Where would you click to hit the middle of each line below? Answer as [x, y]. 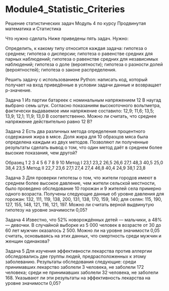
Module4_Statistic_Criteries [65, 9]
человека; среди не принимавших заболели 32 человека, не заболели [82, 272]
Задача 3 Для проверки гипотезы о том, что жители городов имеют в [81, 177]
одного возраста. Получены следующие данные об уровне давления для [85, 193]
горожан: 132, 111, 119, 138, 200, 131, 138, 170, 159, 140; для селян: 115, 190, [84, 199]
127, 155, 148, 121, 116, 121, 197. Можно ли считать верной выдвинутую [80, 204]
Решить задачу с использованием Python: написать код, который [76, 79]
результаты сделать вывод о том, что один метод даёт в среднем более [84, 147]
